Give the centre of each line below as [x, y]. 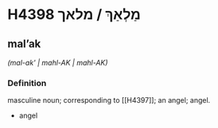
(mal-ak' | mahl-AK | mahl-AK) [58, 62]
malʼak [24, 44]
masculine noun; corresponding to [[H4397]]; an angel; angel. [109, 100]
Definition [27, 83]
